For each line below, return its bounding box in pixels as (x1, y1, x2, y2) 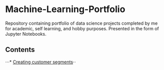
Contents (5, 45, 35, 54)
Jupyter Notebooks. (5, 31, 47, 37)
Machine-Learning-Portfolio (5, 4, 126, 15)
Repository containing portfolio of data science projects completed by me (5, 20, 158, 26)
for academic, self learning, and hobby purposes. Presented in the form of (5, 25, 159, 31)
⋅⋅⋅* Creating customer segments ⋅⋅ (5, 59, 76, 65)
